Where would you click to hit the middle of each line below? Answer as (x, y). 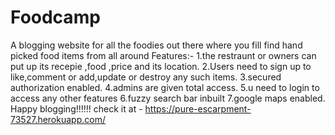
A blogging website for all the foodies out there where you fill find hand (156, 45)
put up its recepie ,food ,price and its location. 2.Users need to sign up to (161, 66)
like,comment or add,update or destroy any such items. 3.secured (146, 77)
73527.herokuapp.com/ (58, 119)
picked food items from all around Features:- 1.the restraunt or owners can (163, 55)
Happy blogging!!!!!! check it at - (76, 108)
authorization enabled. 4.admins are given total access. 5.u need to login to (165, 87)
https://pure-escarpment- (198, 108)
